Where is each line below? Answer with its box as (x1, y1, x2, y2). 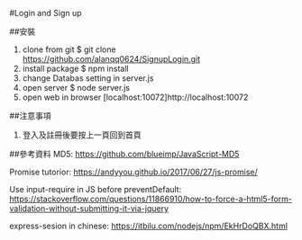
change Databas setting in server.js (22, 73, 154, 84)
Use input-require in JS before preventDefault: (9, 184, 182, 194)
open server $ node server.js (22, 83, 131, 93)
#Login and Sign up (9, 8, 83, 18)
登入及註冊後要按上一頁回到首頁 (22, 129, 142, 140)
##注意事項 (9, 111, 51, 120)
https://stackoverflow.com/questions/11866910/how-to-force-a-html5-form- (9, 193, 293, 204)
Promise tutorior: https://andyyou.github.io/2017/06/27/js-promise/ (9, 166, 259, 177)
